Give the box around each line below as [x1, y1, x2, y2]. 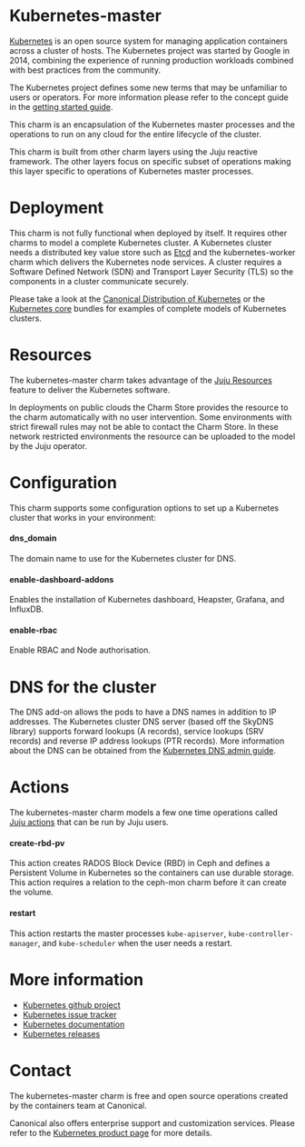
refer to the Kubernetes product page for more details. [9, 1127, 213, 1138]
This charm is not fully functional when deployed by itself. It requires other [9, 227, 288, 238]
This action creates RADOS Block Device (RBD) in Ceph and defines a [9, 858, 271, 869]
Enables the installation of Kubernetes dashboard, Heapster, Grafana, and [9, 594, 285, 605]
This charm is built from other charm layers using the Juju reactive [9, 146, 259, 157]
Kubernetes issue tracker [22, 1009, 117, 1020]
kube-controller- [228, 929, 294, 939]
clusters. [9, 313, 43, 324]
